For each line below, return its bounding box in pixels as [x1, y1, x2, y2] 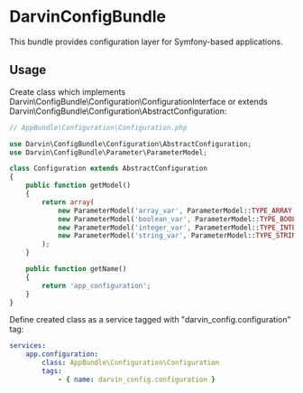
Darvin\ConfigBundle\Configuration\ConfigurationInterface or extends [9, 96, 268, 107]
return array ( [41, 197, 95, 207]
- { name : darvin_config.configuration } [57, 375, 216, 384]
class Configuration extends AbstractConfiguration [9, 164, 207, 173]
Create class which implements [9, 86, 126, 97]
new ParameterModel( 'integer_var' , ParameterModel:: [57, 223, 260, 232]
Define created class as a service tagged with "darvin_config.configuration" [9, 314, 291, 325]
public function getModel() [25, 181, 131, 191]
